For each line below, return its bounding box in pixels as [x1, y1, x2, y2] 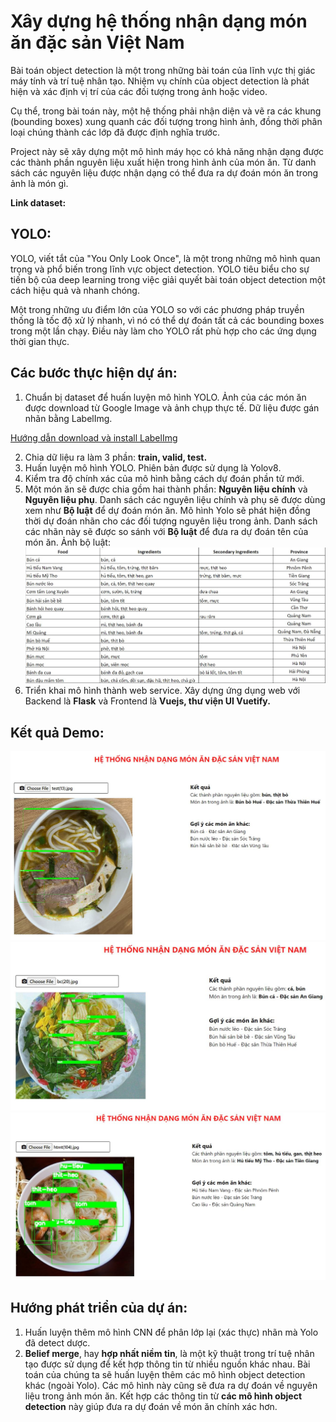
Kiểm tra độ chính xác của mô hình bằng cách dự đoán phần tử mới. [24, 472, 305, 484]
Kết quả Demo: [10, 724, 105, 741]
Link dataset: [10, 196, 67, 209]
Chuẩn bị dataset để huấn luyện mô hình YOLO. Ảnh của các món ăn [24, 391, 307, 403]
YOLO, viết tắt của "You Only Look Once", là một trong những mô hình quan [10, 252, 321, 264]
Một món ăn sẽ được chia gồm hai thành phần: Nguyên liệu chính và [24, 483, 308, 495]
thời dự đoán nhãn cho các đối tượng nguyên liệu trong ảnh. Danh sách [24, 515, 318, 527]
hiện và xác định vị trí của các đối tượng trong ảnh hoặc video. [10, 85, 268, 97]
